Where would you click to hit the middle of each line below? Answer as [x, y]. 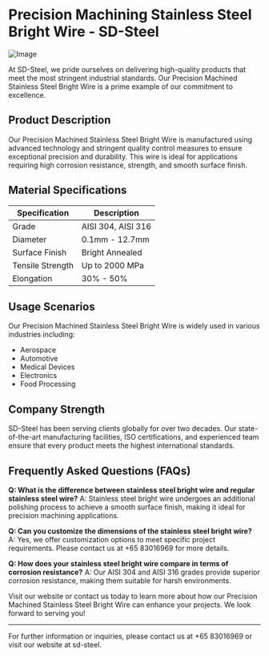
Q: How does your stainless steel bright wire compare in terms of [118, 563]
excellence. [27, 95]
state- [248, 429]
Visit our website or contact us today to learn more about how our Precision [133, 596]
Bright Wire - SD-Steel [84, 32]
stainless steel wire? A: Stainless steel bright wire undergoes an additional [132, 499]
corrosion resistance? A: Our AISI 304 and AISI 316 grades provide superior [134, 572]
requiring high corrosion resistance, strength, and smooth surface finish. [128, 165]
